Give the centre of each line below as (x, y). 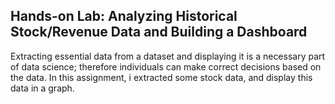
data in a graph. (42, 88)
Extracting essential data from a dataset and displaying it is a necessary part (168, 56)
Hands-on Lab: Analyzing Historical (124, 16)
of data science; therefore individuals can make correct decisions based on (166, 66)
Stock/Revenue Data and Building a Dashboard (159, 32)
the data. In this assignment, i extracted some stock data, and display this (161, 77)
